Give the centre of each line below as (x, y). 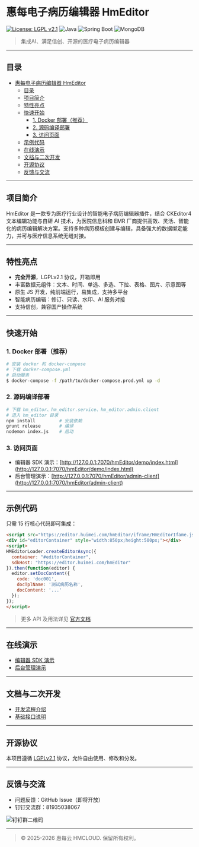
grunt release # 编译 (40, 426)
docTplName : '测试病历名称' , (50, 585)
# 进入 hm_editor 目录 (32, 415)
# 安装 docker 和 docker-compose (46, 364)
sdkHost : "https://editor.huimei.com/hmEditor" (71, 562)
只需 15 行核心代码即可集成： (41, 524)
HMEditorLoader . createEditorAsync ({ (51, 551)
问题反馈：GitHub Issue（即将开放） (59, 799)
